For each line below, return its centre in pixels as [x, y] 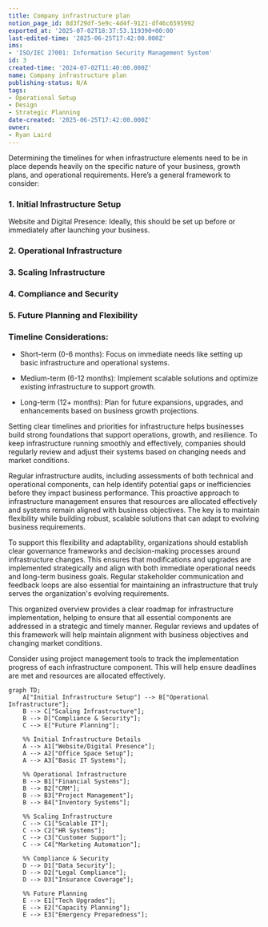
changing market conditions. [55, 643]
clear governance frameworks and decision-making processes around [124, 550]
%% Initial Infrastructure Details [82, 739]
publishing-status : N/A [48, 83]
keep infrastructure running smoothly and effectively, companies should [127, 443]
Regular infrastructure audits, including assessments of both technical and [131, 476]
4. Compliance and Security [64, 293]
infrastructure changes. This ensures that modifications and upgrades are [130, 559]
